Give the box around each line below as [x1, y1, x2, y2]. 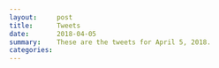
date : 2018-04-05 [9, 29, 97, 38]
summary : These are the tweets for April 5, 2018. [9, 37, 212, 47]
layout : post [9, 12, 73, 22]
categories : [9, 46, 53, 55]
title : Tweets [9, 21, 81, 30]
